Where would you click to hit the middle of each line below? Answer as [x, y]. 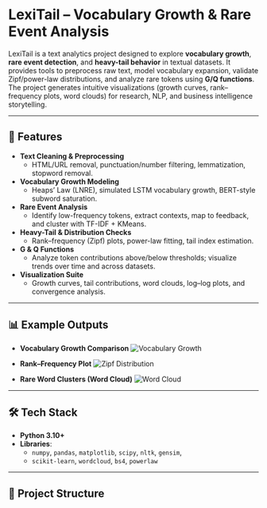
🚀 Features [35, 137]
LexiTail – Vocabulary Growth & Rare [130, 15]
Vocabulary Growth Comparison [74, 348]
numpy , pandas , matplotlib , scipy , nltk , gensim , [107, 452]
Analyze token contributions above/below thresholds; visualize [134, 257]
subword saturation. [64, 198]
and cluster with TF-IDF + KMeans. [89, 224]
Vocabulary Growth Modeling [69, 182]
